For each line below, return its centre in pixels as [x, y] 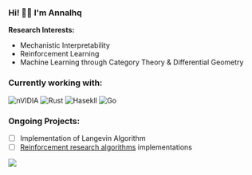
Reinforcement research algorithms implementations [106, 147]
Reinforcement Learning [59, 54]
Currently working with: [55, 83]
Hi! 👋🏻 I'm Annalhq [45, 13]
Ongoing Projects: [44, 121]
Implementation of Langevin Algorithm [83, 138]
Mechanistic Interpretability [65, 45]
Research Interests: [41, 30]
